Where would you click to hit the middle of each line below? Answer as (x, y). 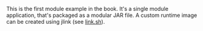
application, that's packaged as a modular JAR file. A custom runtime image (102, 15)
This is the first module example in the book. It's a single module (87, 9)
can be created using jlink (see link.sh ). (56, 22)
